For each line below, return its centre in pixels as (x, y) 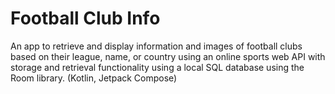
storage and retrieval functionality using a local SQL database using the (157, 67)
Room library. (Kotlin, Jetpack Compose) (94, 78)
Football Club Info (85, 18)
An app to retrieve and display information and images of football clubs (156, 46)
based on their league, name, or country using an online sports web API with (168, 56)
